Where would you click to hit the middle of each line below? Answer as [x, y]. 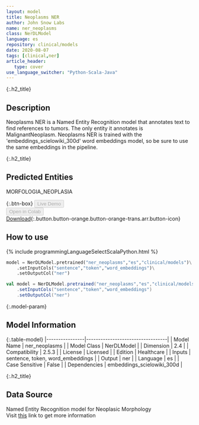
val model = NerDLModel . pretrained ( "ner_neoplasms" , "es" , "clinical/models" [102, 284]
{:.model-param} [27, 306]
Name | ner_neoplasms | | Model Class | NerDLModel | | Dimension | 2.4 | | [97, 346]
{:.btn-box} [20, 203]
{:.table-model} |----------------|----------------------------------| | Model [98, 339]
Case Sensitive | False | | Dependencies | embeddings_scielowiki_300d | [94, 365]
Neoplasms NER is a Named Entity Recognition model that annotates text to [98, 122]
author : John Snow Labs [36, 23]
